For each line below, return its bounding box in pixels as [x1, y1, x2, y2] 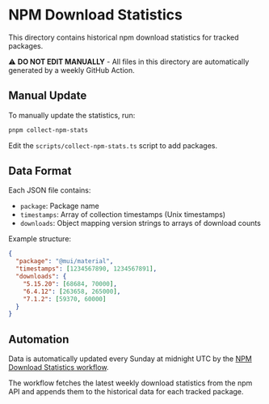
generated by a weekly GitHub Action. [8, 65, 135, 74]
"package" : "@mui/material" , [15, 257, 114, 266]
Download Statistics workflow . [8, 363, 109, 372]
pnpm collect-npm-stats [8, 125, 89, 134]
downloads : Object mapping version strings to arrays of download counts [19, 219, 261, 228]
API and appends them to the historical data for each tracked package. [8, 387, 244, 397]
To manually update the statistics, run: [8, 110, 136, 120]
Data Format [8, 164, 72, 178]
